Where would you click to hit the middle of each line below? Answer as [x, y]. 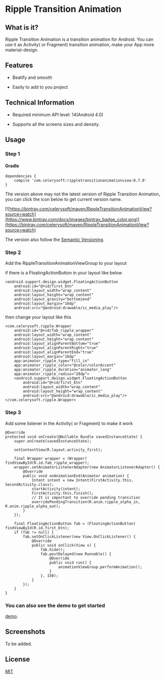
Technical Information [40, 103]
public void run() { [70, 562]
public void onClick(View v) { [64, 545]
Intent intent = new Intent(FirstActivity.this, [82, 480]
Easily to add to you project [40, 87]
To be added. [19, 644]
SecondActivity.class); [30, 485]
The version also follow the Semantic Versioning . [55, 240]
